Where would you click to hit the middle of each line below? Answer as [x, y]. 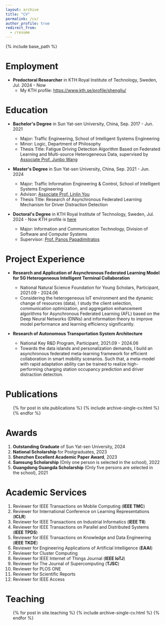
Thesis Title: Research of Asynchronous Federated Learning [81, 199]
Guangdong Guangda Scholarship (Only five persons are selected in [83, 467]
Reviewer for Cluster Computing [45, 553]
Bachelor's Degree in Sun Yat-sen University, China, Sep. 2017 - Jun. [83, 124]
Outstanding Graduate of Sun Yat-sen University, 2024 [69, 446]
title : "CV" [18, 14]
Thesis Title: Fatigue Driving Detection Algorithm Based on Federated [90, 149]
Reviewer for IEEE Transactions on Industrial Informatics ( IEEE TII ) [79, 522]
